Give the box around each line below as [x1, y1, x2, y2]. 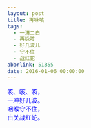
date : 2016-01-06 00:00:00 [7, 67, 85, 74]
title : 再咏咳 [7, 17, 45, 23]
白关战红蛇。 [7, 113, 43, 121]
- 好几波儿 [13, 42, 41, 49]
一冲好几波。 [7, 96, 43, 104]
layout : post [7, 10, 45, 17]
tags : [7, 23, 23, 30]
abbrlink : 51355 [7, 61, 54, 68]
